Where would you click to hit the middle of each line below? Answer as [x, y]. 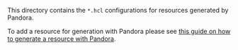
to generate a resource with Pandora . [62, 39]
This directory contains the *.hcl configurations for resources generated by [118, 10]
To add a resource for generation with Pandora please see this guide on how [119, 31]
